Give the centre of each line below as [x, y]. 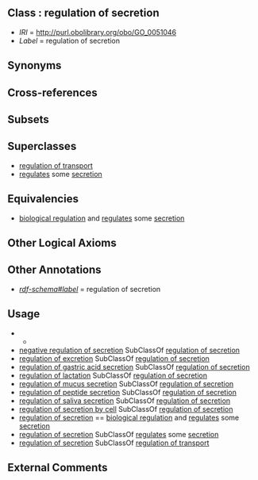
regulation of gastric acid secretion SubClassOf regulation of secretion [135, 367]
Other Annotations [54, 270]
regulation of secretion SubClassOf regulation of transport [114, 443]
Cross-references [53, 92]
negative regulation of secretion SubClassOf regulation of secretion [129, 350]
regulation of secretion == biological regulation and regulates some [129, 417]
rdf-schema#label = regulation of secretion [90, 289]
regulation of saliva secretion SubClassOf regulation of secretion [125, 401]
